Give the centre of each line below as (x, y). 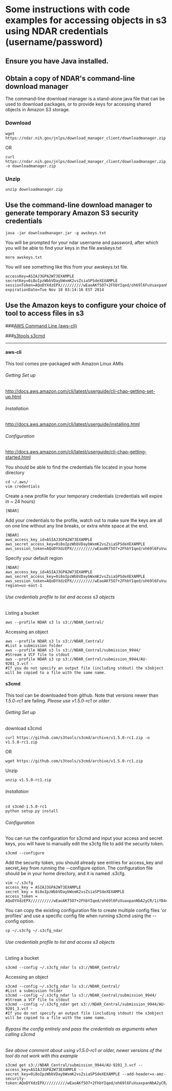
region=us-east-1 (24, 585)
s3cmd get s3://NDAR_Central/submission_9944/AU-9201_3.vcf (71, 1065)
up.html (13, 397)
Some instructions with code (68, 9)
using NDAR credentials (57, 31)
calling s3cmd (20, 1035)
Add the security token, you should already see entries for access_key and (84, 863)
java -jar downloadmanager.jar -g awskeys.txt (56, 233)
